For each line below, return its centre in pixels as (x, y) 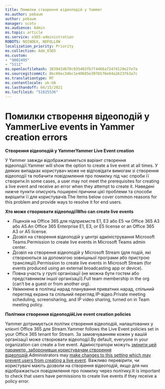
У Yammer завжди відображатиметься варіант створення (66, 160)
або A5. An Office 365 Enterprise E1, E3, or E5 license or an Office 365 (83, 226)
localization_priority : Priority (39, 46)
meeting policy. (28, 305)
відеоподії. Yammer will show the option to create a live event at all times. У (82, 166)
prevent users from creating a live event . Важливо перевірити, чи (72, 360)
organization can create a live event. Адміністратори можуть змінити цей (81, 345)
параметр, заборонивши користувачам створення (58, 350)
